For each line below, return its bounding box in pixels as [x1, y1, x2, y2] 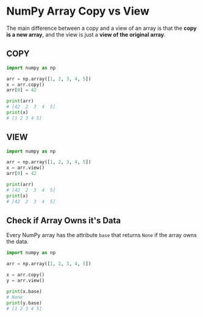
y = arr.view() [6, 277, 45, 283]
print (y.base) [6, 300, 43, 306]
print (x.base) [6, 288, 43, 294]
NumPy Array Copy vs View [6, 4, 149, 18]
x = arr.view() [6, 165, 45, 171]
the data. [6, 238, 29, 245]
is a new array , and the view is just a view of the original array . [6, 30, 166, 38]
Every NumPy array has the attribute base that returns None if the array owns [6, 232, 197, 239]
